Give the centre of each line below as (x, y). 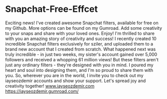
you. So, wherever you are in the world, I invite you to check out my (74, 75)
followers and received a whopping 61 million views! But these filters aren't (82, 59)
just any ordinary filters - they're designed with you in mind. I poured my (79, 65)
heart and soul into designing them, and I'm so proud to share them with (79, 70)
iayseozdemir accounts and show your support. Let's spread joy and (76, 81)
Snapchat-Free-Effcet (52, 9)
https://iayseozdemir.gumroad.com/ (42, 91)
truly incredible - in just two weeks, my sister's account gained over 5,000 (81, 54)
